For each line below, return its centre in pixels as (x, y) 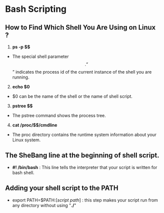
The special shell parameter (40, 56)
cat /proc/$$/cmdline (35, 125)
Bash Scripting (36, 9)
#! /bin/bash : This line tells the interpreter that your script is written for (85, 167)
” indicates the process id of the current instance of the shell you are (82, 72)
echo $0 (21, 87)
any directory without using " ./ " (44, 205)
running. (21, 77)
